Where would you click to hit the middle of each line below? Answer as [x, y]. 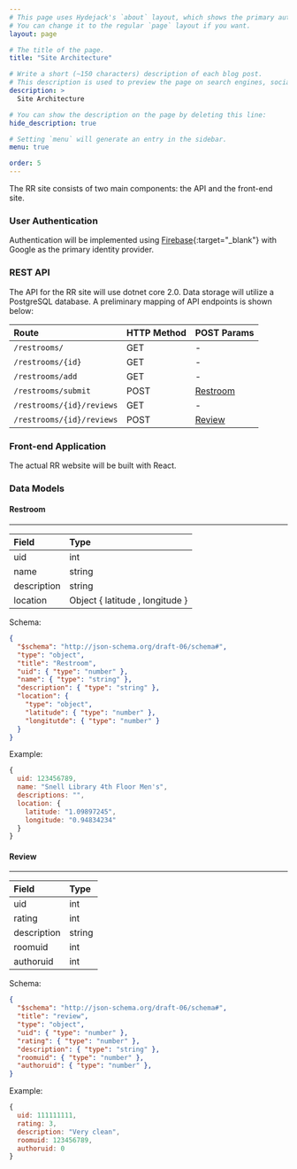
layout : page [33, 34]
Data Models [37, 488]
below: [21, 310]
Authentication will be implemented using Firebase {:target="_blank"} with [143, 240]
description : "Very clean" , [69, 1132]
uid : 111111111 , [47, 1116]
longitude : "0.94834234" [71, 820]
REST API [30, 273]
